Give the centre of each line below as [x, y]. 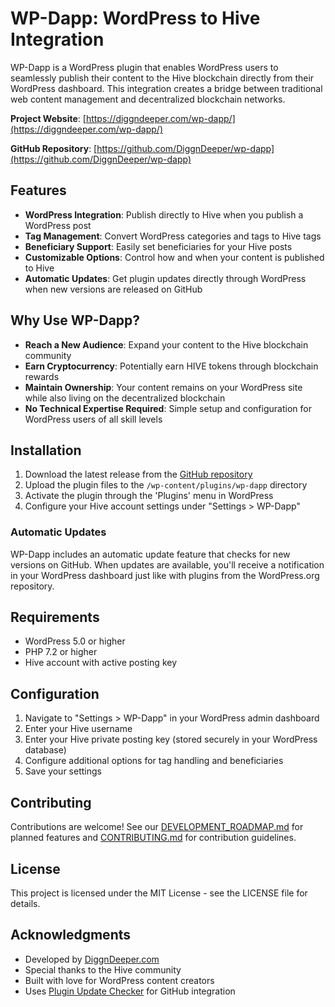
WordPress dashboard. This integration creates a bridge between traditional [166, 88]
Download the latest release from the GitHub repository [138, 474]
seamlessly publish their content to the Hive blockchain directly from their [162, 78]
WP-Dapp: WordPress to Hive [135, 18]
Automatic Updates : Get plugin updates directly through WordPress [165, 278]
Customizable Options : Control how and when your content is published [174, 257]
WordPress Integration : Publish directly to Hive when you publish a [164, 214]
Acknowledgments [71, 935]
